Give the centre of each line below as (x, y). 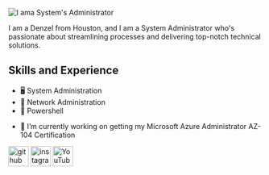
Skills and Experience (64, 71)
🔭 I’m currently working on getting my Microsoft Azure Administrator (133, 126)
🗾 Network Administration (63, 102)
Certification (55, 135)
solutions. (25, 45)
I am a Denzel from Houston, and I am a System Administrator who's (122, 28)
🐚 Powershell (42, 110)
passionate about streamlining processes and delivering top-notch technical (135, 37)
